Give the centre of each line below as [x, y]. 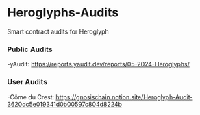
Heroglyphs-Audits [63, 13]
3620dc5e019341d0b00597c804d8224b [64, 104]
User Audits [27, 82]
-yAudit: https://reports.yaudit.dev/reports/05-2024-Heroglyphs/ [98, 64]
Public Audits [30, 49]
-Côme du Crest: [31, 97]
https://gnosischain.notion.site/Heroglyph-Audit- [124, 97]
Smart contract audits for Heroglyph [58, 31]
